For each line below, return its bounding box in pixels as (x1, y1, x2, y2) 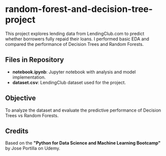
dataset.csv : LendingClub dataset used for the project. (12, 79, 126, 85)
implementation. (12, 74, 46, 80)
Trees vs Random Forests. (5, 112, 59, 118)
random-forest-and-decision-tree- (5, 3, 153, 15)
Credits (5, 127, 29, 135)
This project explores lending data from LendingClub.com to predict (5, 30, 145, 36)
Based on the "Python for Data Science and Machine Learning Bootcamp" (5, 140, 161, 146)
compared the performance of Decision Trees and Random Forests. (5, 41, 144, 47)
